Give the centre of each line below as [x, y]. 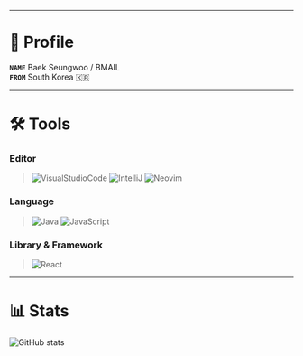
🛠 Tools [40, 124]
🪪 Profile [42, 42]
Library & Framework [56, 245]
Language [32, 201]
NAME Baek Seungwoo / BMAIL [64, 67]
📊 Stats [39, 311]
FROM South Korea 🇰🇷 [50, 77]
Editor [23, 159]
